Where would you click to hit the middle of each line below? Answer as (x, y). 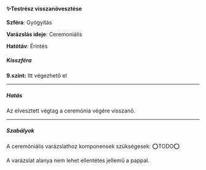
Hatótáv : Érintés (27, 46)
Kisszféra (19, 60)
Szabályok (21, 130)
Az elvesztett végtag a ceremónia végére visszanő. (71, 111)
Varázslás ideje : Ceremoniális (44, 34)
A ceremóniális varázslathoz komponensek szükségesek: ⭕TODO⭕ (93, 146)
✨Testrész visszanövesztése (44, 9)
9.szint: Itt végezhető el (37, 76)
